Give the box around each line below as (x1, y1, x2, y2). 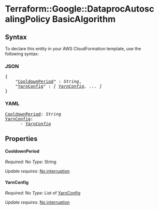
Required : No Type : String (5, 159, 57, 165)
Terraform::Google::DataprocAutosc (5, 3, 155, 15)
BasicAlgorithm (52, 14, 116, 25)
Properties (5, 135, 38, 143)
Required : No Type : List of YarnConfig (5, 190, 81, 196)
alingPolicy (5, 14, 51, 25)
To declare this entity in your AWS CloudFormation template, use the (5, 46, 141, 51)
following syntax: (5, 51, 39, 57)
